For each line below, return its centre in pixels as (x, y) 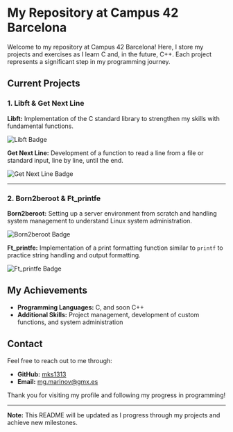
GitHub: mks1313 (42, 374)
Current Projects (44, 84)
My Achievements (48, 290)
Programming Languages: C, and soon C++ (80, 307)
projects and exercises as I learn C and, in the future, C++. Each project (109, 54)
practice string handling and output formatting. (74, 255)
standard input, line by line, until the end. (65, 160)
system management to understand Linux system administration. (100, 221)
